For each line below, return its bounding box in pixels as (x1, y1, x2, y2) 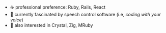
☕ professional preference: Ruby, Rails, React (10, 4, 106, 10)
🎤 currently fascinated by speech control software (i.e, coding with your (10, 12, 161, 17)
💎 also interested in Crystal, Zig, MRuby (10, 22, 93, 28)
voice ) (10, 17, 24, 23)
